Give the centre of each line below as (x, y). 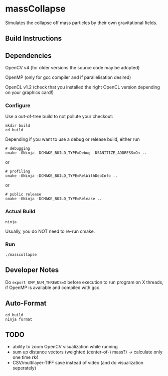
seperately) (24, 368)
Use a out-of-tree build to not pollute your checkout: (59, 117)
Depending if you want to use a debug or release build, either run (72, 139)
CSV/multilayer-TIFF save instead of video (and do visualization (78, 363)
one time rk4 (26, 357)
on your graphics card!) (30, 92)
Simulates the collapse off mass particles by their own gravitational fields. (81, 23)
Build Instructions (34, 38)
